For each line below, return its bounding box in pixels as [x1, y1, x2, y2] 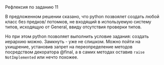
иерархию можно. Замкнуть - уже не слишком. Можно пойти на [5, 39, 141, 44]
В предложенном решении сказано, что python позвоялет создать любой [5, 14, 160, 19]
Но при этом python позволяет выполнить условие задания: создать [5, 34, 149, 39]
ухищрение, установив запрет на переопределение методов [5, 44, 133, 49]
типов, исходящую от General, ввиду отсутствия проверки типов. [5, 24, 142, 30]
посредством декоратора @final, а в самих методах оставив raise [5, 49, 145, 55]
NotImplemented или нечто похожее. [5, 54, 78, 60]
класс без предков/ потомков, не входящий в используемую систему [5, 19, 152, 24]
